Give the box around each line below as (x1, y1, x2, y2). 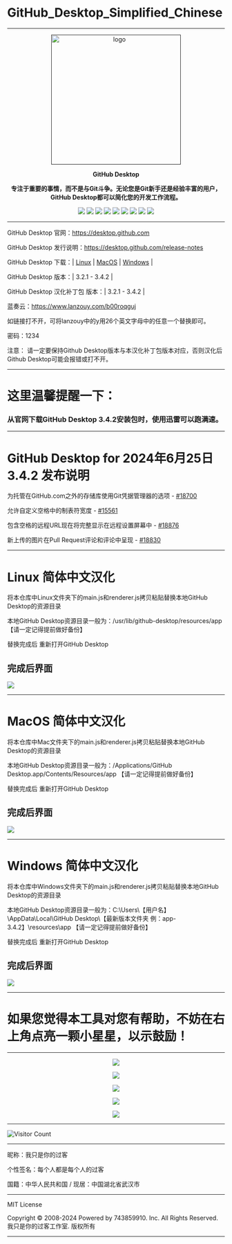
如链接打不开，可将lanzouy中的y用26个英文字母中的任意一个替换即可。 (7, 316, 210, 325)
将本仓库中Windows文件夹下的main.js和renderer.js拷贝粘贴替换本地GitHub (7, 882, 219, 890)
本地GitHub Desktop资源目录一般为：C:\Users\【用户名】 (7, 905, 171, 914)
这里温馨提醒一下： (7, 388, 117, 404)
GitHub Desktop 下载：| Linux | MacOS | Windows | (7, 258, 153, 266)
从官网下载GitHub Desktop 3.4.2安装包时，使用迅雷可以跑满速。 (7, 415, 223, 424)
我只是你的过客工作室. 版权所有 (7, 1222, 95, 1230)
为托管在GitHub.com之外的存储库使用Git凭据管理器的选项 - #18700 (7, 492, 197, 500)
